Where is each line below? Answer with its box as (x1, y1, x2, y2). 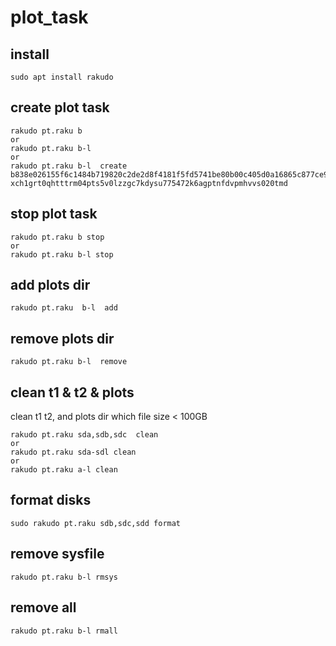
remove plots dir (10, 330, 115, 347)
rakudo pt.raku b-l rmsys (10, 572, 118, 582)
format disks (10, 492, 92, 509)
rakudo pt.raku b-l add (10, 303, 118, 313)
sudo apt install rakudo (10, 72, 114, 82)
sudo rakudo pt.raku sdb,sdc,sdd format (10, 518, 182, 528)
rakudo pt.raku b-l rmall (10, 626, 118, 636)
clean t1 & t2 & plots (10, 384, 135, 401)
